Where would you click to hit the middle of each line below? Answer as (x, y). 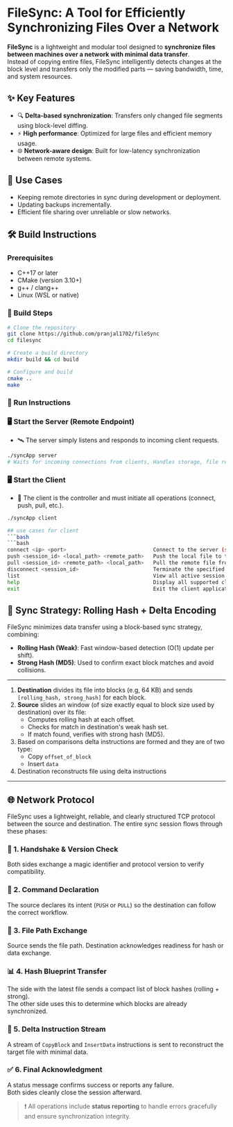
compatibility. (27, 872)
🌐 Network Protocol (51, 800)
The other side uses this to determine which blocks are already (97, 1004)
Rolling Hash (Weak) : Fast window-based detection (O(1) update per (115, 648)
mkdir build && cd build (43, 359)
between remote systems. (54, 159)
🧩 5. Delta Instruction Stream (57, 1029)
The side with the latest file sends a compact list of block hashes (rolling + (113, 989)
